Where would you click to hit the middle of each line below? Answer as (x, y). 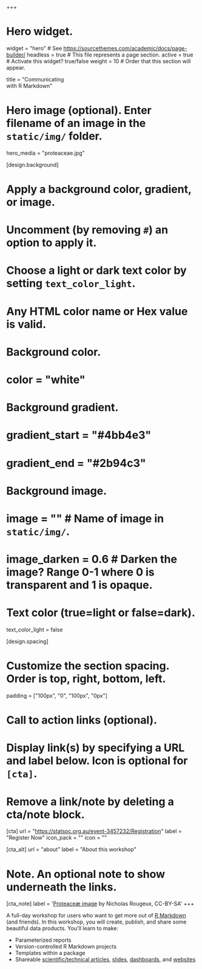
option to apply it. (52, 243)
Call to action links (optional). (82, 720)
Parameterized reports (43, 940)
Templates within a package (50, 953)
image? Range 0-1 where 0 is (80, 572)
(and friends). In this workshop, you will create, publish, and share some (96, 922)
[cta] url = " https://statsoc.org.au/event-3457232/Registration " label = (94, 831)
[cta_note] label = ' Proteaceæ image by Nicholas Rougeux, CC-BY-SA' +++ (100, 904)
